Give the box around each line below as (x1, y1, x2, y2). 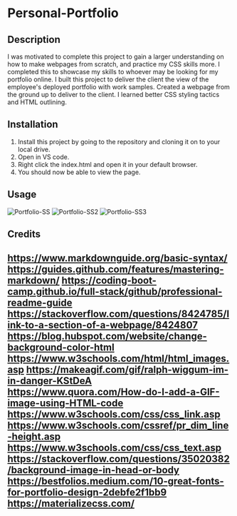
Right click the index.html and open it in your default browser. (17, 160, 198, 168)
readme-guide (7, 297, 73, 309)
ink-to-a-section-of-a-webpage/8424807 (7, 319, 198, 331)
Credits (7, 228, 41, 241)
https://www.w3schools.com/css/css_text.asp (7, 442, 222, 454)
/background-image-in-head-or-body (7, 464, 180, 476)
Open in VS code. (17, 152, 70, 161)
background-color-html (7, 341, 115, 354)
